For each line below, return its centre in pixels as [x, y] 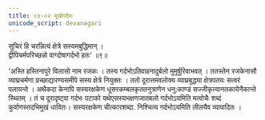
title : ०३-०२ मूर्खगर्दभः [41, 16]
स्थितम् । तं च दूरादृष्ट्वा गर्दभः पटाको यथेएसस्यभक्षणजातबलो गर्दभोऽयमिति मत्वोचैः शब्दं [115, 98]
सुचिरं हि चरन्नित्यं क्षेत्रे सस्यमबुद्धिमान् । [56, 46]
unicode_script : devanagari [55, 23]
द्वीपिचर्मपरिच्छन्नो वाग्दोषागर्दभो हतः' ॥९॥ [58, 55]
